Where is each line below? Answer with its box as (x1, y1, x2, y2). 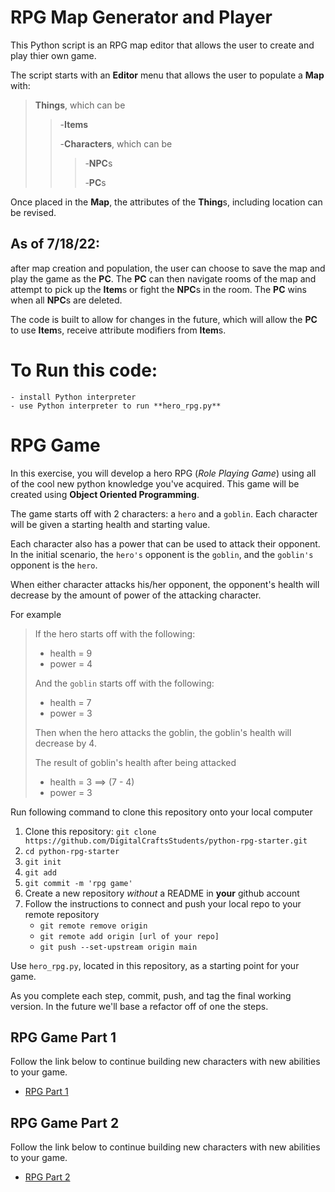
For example (10, 608, 62, 620)
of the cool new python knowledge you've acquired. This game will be (10, 477, 300, 490)
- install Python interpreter (10, 392, 137, 402)
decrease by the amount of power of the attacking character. (10, 589, 262, 601)
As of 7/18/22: (10, 236, 101, 253)
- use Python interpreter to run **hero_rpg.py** (10, 401, 222, 411)
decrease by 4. (34, 737, 97, 749)
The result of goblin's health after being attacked (34, 756, 237, 768)
